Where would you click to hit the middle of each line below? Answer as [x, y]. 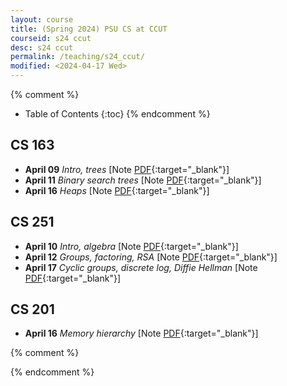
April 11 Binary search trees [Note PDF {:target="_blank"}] [143, 180]
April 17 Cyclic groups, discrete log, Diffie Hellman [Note [141, 267]
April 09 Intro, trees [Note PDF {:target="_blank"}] [127, 169]
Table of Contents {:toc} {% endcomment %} [117, 114]
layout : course [42, 19]
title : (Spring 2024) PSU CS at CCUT [89, 29]
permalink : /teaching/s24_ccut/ [77, 57]
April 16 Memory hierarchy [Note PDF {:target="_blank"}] [141, 333]
